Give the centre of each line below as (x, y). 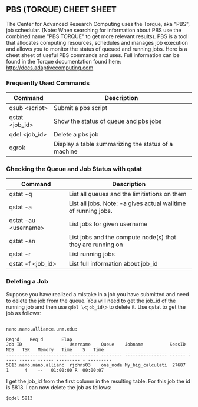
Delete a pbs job (76, 135)
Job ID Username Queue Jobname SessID (96, 344)
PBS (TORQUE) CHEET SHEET (61, 10)
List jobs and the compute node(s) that (123, 238)
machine (66, 151)
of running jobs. (91, 211)
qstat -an (22, 241)
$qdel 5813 (19, 398)
